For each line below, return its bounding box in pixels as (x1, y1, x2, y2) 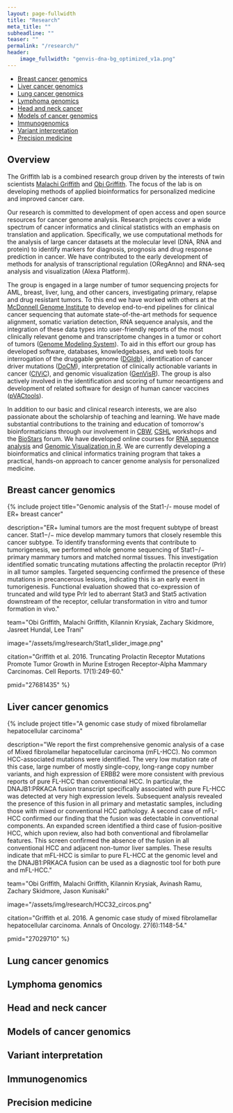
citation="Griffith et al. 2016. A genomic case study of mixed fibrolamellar (7, 914, 218, 922)
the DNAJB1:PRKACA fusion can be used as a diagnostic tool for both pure (7, 858, 221, 867)
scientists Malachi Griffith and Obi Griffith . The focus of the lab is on (7, 179, 202, 188)
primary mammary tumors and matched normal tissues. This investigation (7, 553, 218, 561)
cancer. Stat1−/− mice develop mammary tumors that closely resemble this (7, 531, 222, 539)
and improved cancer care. (7, 194, 85, 202)
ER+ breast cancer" (7, 510, 64, 518)
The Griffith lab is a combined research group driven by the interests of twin (7, 172, 225, 181)
